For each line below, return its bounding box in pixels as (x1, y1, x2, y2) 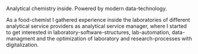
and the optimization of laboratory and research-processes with (36, 35, 192, 42)
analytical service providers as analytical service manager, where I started (6, 23, 187, 29)
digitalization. (6, 41, 39, 48)
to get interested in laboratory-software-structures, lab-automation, (6, 29, 171, 36)
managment (6, 35, 35, 42)
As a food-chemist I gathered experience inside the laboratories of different (6, 16, 190, 23)
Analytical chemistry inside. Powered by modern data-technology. (6, 5, 167, 12)
